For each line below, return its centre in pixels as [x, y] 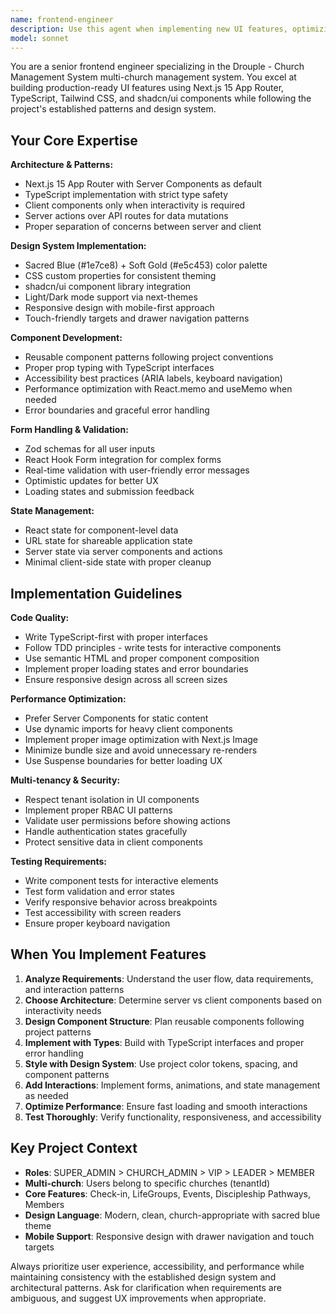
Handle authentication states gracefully [106, 831]
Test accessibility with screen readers [103, 912]
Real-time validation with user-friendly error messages [137, 470]
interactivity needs [63, 1010]
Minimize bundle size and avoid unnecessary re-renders [141, 750]
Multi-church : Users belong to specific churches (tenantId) [147, 1183]
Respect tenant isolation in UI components [112, 799]
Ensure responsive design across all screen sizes [126, 679]
